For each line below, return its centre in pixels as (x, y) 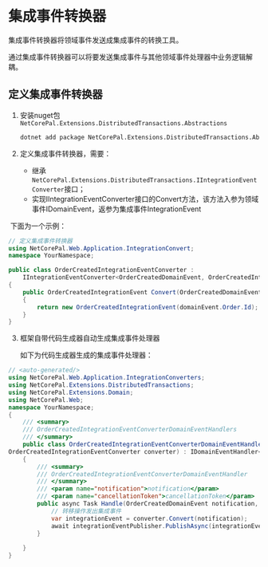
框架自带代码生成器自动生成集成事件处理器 (90, 338)
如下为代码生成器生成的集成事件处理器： (86, 355)
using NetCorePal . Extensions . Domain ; (71, 392)
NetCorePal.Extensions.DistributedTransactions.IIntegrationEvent (144, 180)
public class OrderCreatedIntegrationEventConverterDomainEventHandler (144, 444)
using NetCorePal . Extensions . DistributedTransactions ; (101, 385)
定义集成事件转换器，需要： (65, 153)
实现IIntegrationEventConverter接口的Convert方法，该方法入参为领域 (145, 199)
